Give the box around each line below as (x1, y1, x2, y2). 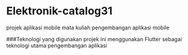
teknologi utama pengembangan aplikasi (6, 42, 108, 49)
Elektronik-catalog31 (6, 4, 113, 18)
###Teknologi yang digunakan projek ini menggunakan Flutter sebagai (6, 35, 183, 42)
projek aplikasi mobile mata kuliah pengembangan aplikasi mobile (6, 24, 170, 31)
